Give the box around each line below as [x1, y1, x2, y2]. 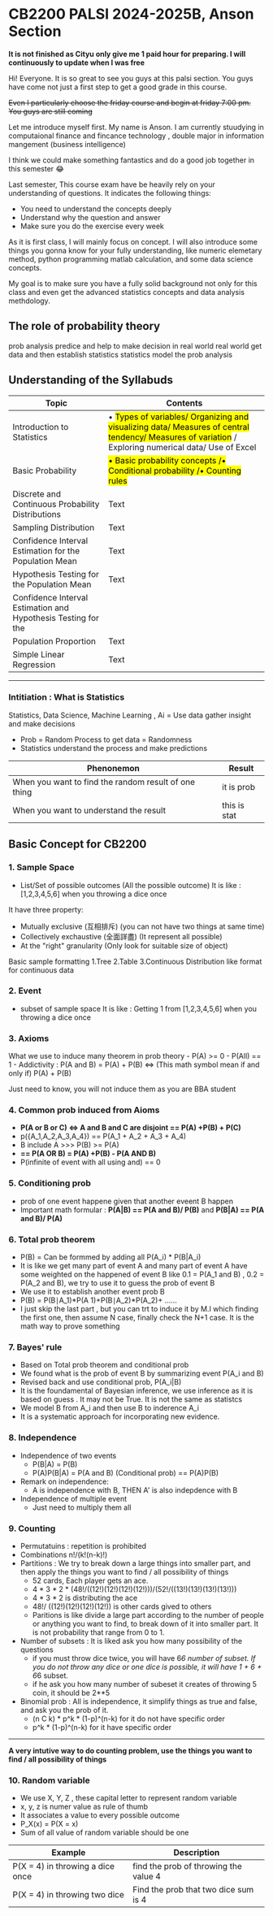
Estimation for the [12, 545, 80, 557]
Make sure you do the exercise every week [19, 221, 165, 231]
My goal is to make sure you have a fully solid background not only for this [8, 278, 258, 288]
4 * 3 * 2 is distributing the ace [32, 1593, 138, 1602]
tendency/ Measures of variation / [108, 431, 237, 443]
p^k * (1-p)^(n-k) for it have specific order [32, 1722, 172, 1732]
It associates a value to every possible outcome [19, 1810, 180, 1820]
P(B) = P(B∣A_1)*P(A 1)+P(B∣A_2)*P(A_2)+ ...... [19, 1295, 177, 1305]
